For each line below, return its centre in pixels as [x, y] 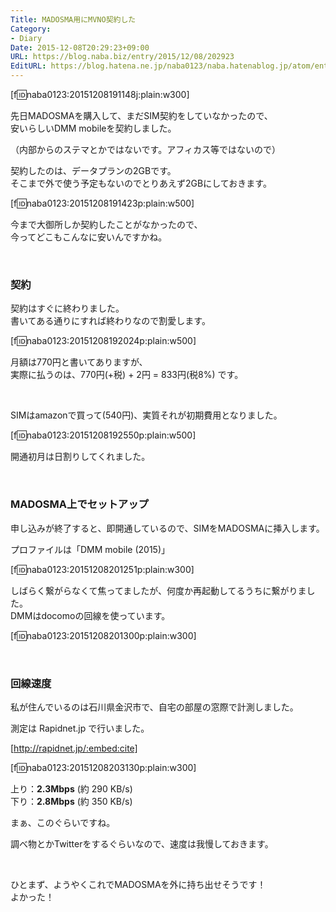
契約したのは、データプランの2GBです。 [93, 170]
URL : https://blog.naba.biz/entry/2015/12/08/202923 [122, 57]
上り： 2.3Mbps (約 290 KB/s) [71, 788]
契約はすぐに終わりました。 [67, 308]
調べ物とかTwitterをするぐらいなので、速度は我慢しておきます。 [142, 843]
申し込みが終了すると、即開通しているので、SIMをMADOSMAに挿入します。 [167, 528]
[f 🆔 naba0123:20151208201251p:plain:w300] [102, 569]
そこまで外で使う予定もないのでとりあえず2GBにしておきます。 [141, 183]
